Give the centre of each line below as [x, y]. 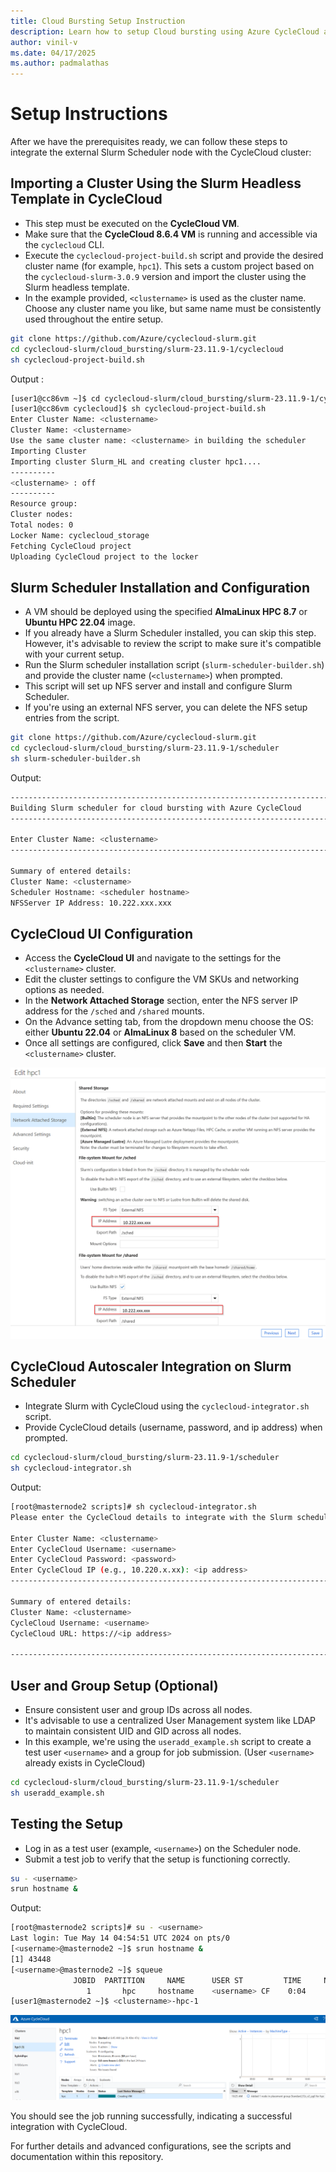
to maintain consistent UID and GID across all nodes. [133, 1731]
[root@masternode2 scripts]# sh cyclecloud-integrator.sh [133, 1507]
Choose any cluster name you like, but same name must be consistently [173, 308]
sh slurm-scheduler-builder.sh [75, 759]
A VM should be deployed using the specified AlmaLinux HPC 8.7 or [166, 612]
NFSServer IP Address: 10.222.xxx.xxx [91, 903]
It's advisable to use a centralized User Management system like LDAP [170, 1720]
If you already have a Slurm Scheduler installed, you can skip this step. [170, 633]
